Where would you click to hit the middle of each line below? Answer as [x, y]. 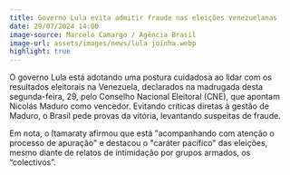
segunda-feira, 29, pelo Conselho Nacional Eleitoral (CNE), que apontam [145, 97]
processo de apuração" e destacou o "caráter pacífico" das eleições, [139, 143]
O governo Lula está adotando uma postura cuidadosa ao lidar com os [140, 77]
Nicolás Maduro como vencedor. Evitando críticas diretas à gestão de [140, 106]
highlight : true [40, 52]
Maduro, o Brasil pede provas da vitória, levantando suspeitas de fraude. [145, 116]
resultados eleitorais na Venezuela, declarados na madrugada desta [136, 87]
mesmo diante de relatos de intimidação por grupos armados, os [130, 153]
